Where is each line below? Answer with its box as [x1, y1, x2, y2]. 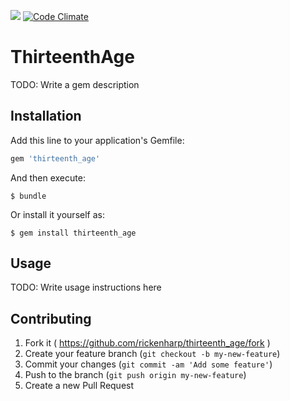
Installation [10, 108, 82, 125]
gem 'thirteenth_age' [10, 153, 101, 164]
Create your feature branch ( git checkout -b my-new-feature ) [24, 348, 281, 360]
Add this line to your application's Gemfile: [10, 134, 185, 146]
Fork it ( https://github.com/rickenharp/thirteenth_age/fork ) [24, 337, 271, 349]
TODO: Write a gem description [10, 78, 140, 90]
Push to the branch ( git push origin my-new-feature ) [24, 369, 247, 381]
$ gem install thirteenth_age [10, 228, 137, 238]
